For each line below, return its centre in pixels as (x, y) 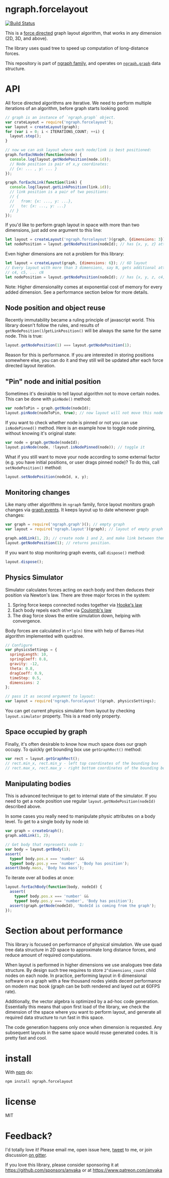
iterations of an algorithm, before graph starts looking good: (67, 108)
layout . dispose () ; (24, 562)
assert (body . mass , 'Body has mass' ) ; (45, 868)
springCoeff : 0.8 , (29, 659)
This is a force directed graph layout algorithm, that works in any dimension (83, 33)
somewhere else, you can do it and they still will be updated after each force (84, 360)
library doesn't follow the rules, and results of (52, 325)
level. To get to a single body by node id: (47, 822)
